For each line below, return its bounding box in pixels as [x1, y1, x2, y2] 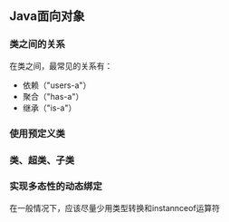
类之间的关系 [9, 38, 66, 51]
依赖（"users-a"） [22, 80, 91, 91]
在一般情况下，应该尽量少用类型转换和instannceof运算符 [9, 202, 220, 213]
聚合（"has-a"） [22, 91, 84, 101]
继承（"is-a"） [22, 102, 77, 113]
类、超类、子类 [9, 153, 75, 166]
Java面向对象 [9, 8, 85, 24]
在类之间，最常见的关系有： [9, 60, 113, 71]
